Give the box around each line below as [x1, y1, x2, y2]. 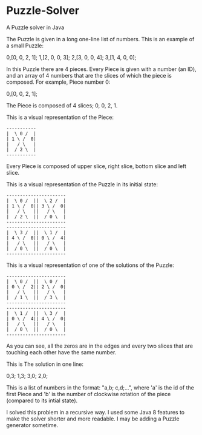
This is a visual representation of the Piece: [6, 113, 114, 121]
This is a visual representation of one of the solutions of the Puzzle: [6, 261, 174, 269]
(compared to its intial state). [6, 397, 78, 404]
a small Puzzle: [6, 42, 44, 49]
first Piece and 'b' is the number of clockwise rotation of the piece [6, 390, 171, 397]
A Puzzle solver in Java [6, 24, 65, 31]
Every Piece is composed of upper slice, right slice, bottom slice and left [6, 162, 186, 170]
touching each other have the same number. [6, 348, 117, 356]
